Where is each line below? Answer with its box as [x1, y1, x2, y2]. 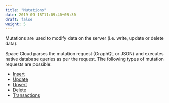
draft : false [5, 17, 33, 22]
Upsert [12, 82, 27, 88]
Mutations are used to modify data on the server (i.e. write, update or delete [5, 35, 164, 41]
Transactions [12, 92, 40, 98]
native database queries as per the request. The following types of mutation [5, 56, 164, 62]
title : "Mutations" [5, 7, 47, 13]
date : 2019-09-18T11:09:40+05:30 [5, 12, 76, 17]
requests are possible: [5, 61, 52, 67]
